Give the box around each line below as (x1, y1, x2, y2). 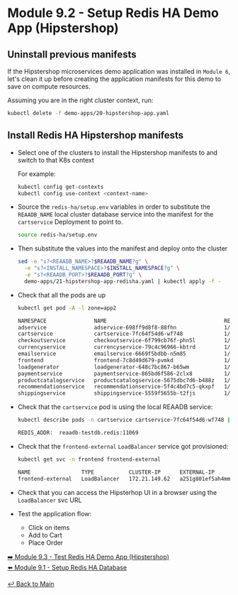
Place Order (28, 538, 64, 547)
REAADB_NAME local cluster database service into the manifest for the (17, 210, 214, 219)
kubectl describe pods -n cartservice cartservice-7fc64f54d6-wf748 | (17, 417, 231, 424)
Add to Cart (28, 530, 62, 539)
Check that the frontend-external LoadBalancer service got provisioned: (17, 442, 229, 450)
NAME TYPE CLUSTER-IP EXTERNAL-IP (17, 469, 215, 476)
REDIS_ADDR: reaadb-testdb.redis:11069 (17, 430, 139, 437)
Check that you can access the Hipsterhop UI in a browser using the (17, 488, 217, 496)
